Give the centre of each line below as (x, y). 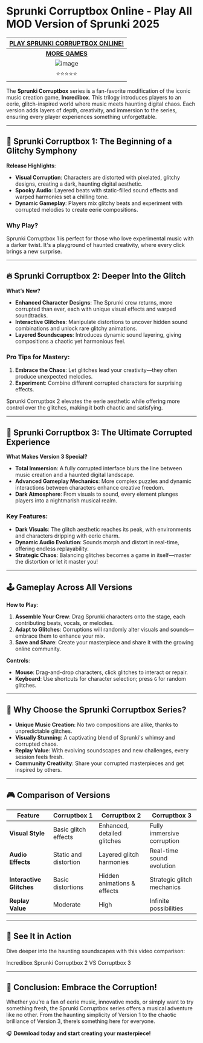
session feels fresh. (40, 757)
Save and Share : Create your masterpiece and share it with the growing (104, 643)
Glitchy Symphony (42, 151)
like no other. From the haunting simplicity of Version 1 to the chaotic (92, 1015)
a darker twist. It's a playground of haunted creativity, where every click (96, 245)
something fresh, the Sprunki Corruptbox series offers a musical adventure (100, 1008)
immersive (164, 833)
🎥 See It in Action (39, 937)
